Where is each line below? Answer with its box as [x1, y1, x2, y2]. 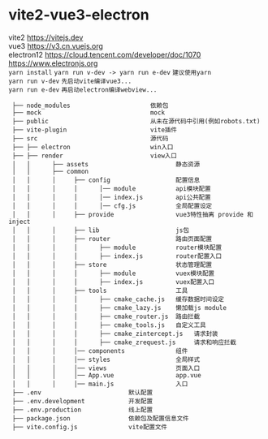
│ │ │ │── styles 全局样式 [11, 355, 201, 364]
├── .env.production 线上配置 [11, 406, 153, 414]
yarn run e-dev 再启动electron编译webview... [8, 85, 158, 94]
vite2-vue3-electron [8, 6, 149, 24]
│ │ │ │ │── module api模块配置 [11, 184, 211, 192]
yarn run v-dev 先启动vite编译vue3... [8, 77, 132, 85]
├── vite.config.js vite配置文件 [11, 423, 168, 431]
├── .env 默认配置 [11, 388, 153, 397]
